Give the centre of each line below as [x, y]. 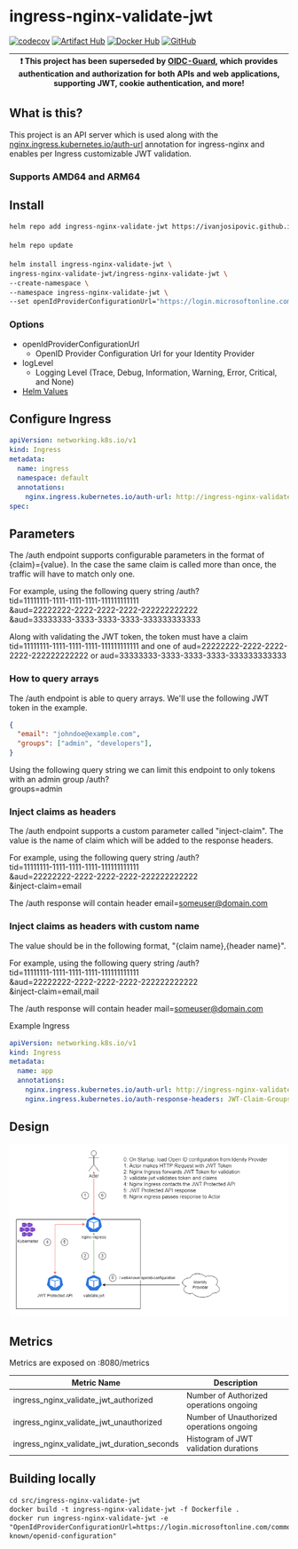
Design [29, 1127]
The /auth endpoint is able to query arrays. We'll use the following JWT [139, 698]
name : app [35, 1071]
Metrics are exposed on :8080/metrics [79, 1362]
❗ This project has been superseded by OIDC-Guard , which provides [149, 61]
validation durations [222, 1449]
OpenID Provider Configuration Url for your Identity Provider [145, 353]
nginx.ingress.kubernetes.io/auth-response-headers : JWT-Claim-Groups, [160, 1099]
